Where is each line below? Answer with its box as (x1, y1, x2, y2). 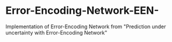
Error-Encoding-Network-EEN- (5, 4, 159, 17)
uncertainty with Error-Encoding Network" (5, 29, 108, 36)
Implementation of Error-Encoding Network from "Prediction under (5, 23, 166, 30)
